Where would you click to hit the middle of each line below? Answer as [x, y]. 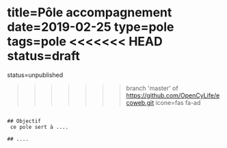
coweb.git [140, 102]
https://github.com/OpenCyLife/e [173, 95]
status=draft [43, 56]
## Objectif [24, 121]
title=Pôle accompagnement [90, 13]
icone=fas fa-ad [178, 102]
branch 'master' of [152, 88]
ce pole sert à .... [39, 127]
